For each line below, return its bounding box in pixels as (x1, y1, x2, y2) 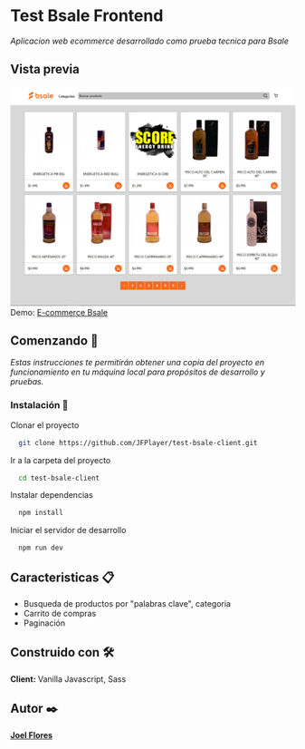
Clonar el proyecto (10, 419, 80, 431)
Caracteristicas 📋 (10, 569, 115, 585)
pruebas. (10, 376, 44, 387)
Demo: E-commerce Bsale (10, 306, 108, 317)
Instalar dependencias (10, 490, 93, 501)
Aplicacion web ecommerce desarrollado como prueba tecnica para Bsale (10, 35, 289, 46)
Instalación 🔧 (10, 399, 69, 412)
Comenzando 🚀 (10, 333, 99, 348)
